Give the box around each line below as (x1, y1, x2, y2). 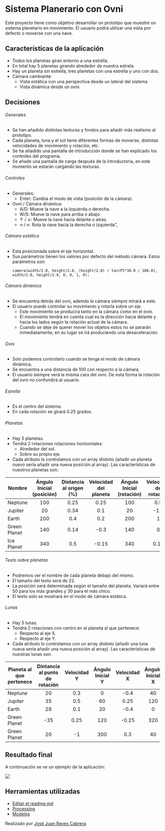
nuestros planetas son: (12, 466, 59, 472)
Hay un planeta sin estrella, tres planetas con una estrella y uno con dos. (12, 68, 160, 74)
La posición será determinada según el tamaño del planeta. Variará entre (12, 583, 160, 589)
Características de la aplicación (5, 44, 104, 53)
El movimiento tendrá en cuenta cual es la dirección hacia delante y (19, 314, 156, 320)
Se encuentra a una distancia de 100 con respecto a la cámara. (12, 366, 140, 372)
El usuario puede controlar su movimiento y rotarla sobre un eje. (12, 303, 142, 309)
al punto (38, 669, 58, 676)
